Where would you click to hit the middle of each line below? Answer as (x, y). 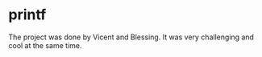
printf (27, 15)
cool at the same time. (45, 45)
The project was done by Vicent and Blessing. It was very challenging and (131, 37)
